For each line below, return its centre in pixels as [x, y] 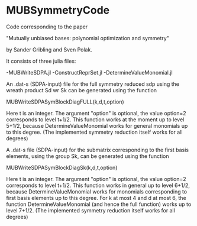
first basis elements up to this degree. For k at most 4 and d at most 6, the [96, 198]
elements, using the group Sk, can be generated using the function [88, 156]
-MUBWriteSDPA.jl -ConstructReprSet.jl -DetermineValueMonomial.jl [89, 72]
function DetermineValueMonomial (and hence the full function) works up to [99, 204]
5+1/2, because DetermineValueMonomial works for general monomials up [97, 125]
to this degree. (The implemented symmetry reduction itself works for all [94, 132]
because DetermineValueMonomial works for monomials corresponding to [97, 191]
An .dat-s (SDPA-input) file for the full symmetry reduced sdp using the [93, 84]
